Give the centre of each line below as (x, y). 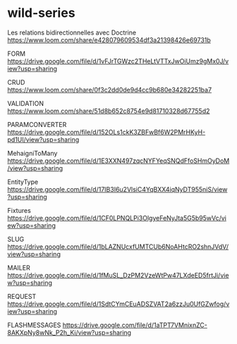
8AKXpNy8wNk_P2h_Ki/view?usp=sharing (69, 332)
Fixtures (19, 210)
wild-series (41, 13)
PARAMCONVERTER (37, 124)
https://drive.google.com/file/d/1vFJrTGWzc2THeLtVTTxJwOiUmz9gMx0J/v (118, 61)
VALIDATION (26, 103)
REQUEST (22, 296)
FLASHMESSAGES (34, 325)
